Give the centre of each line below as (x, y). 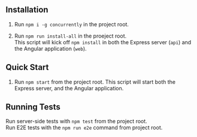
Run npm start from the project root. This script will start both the (95, 82)
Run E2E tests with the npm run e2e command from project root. (84, 127)
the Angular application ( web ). (51, 48)
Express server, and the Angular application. (69, 88)
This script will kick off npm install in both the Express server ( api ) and (103, 42)
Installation (27, 10)
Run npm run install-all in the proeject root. (70, 36)
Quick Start (27, 67)
